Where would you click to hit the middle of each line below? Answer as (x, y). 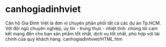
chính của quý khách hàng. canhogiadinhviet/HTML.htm (64, 39)
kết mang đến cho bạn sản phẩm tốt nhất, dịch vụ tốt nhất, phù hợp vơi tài (82, 33)
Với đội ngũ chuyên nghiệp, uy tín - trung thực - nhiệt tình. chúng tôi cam (82, 28)
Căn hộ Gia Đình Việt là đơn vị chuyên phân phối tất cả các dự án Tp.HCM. (83, 23)
